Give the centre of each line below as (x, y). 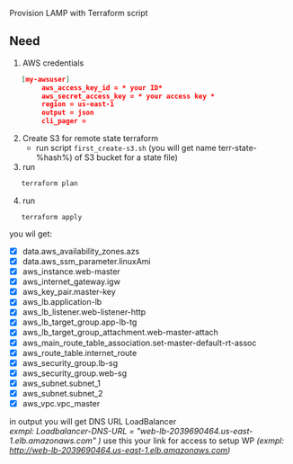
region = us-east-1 (78, 104)
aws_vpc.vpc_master (61, 403)
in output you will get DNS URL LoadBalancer (93, 421)
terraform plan (49, 183)
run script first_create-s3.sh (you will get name (126, 148)
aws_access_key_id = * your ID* (102, 88)
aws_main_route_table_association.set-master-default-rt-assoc (139, 343)
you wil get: (31, 234)
